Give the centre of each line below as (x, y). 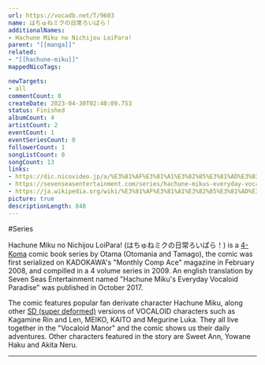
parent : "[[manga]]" (42, 45)
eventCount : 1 (32, 133)
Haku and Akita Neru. (43, 344)
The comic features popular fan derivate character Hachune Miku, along (125, 303)
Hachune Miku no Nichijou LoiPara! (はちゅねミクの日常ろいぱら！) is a (123, 245)
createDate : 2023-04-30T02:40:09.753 (70, 103)
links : (19, 169)
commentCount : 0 (35, 96)
